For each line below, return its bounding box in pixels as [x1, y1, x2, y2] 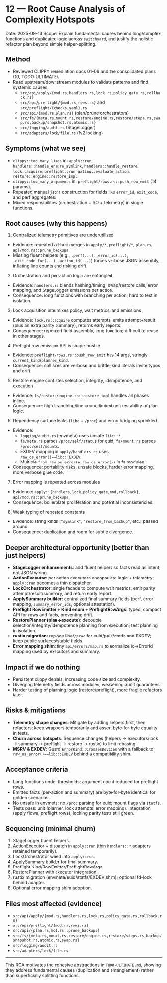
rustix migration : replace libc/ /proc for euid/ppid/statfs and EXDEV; [12, 633, 152, 639]
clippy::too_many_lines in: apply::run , [12, 157, 93, 163]
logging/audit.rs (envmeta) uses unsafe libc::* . [20, 433, 122, 439]
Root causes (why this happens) [5, 219, 108, 228]
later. [12, 692, 24, 697]
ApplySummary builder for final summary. [12, 859, 98, 865]
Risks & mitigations [5, 706, 66, 715]
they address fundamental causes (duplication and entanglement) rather [5, 967, 154, 973]
